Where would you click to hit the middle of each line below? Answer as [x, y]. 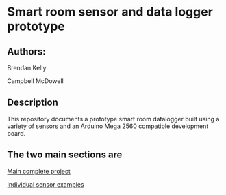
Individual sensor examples [46, 184]
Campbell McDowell [35, 81]
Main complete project [39, 171]
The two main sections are [65, 155]
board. [16, 133]
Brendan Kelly [27, 68]
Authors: [26, 51]
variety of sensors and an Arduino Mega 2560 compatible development [108, 126]
